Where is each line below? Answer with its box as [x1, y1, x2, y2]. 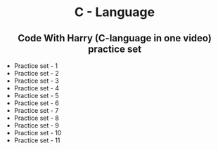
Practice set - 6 [13, 99, 60, 107]
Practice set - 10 [13, 129, 62, 137]
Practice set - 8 [13, 114, 60, 122]
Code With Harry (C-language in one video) [17, 32, 212, 44]
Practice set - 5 [13, 92, 59, 100]
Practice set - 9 [13, 121, 60, 130]
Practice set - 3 [13, 76, 60, 85]
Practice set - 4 [13, 84, 60, 92]
